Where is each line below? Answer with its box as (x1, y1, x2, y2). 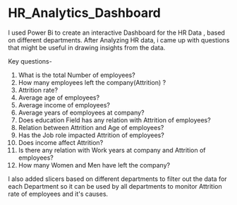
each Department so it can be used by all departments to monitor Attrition (8, 182, 222, 190)
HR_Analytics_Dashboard (8, 5, 162, 21)
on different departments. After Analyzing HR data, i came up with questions (8, 35, 230, 44)
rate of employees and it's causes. (8, 189, 109, 198)
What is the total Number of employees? (18, 71, 136, 79)
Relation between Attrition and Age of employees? (18, 123, 164, 131)
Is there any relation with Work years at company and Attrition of (18, 146, 207, 154)
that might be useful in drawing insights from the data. (8, 43, 166, 52)
